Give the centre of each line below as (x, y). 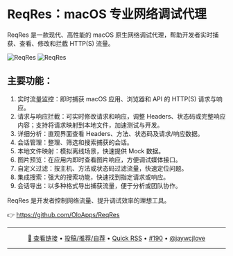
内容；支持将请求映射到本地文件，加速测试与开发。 (90, 125)
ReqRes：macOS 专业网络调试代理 (107, 14)
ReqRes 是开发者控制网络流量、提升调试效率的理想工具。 (89, 200)
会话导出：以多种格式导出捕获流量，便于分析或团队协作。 (99, 185)
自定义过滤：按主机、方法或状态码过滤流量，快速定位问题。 (102, 168)
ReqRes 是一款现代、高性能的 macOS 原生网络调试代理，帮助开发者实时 (110, 35)
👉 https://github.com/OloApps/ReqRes (63, 214)
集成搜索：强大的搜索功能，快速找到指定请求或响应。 (93, 177)
